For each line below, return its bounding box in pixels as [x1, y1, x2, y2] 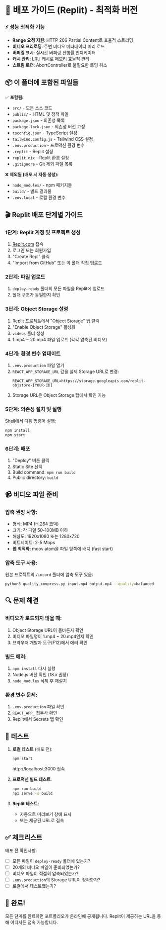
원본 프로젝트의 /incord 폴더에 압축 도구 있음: [5, 571, 93, 577]
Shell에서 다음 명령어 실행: [5, 418, 56, 424]
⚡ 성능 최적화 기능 [5, 23, 45, 30]
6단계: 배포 [5, 445, 31, 452]
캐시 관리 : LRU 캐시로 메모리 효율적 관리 [12, 56, 90, 62]
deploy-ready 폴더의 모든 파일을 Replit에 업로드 [12, 285, 105, 291]
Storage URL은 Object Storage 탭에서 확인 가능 [12, 392, 106, 398]
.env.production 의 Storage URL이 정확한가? [12, 876, 101, 883]
